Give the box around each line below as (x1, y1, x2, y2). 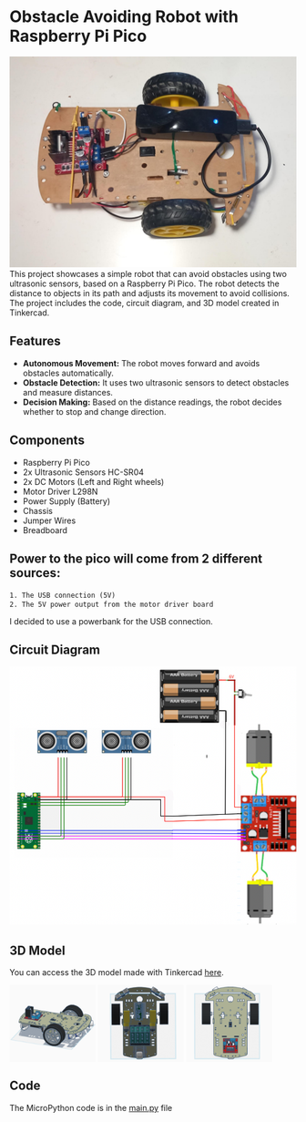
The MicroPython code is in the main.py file (9, 1102, 173, 1113)
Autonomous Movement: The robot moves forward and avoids (22, 357, 260, 368)
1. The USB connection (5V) (9, 591, 117, 600)
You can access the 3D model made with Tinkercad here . (9, 967, 225, 978)
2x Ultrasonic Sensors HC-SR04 (22, 467, 144, 478)
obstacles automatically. (22, 367, 114, 378)
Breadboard (22, 524, 68, 535)
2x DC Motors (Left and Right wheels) (22, 476, 165, 487)
